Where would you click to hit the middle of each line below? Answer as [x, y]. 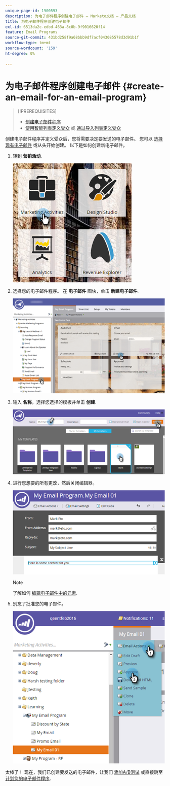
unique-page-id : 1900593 [31, 11]
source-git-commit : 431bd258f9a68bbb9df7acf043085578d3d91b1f [72, 38]
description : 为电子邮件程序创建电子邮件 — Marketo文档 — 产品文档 [71, 16]
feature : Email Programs [31, 32]
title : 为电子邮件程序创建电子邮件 [38, 21]
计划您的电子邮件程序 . [28, 778]
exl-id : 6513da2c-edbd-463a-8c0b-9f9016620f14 [55, 27]
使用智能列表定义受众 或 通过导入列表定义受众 [73, 128]
